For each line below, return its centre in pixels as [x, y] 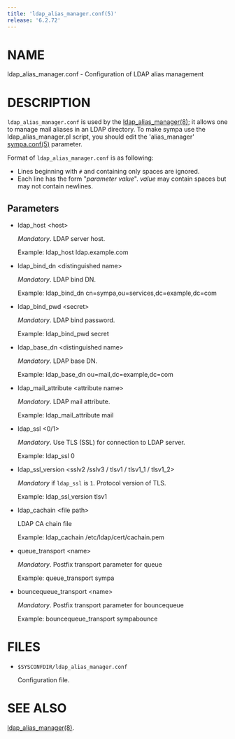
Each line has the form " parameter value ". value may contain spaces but [122, 179]
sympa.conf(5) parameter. [45, 144]
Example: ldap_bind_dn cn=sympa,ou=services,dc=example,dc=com [117, 293]
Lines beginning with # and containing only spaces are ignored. [108, 172]
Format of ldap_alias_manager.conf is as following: [80, 158]
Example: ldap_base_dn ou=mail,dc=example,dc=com [95, 375]
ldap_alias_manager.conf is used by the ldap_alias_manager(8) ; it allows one [117, 122]
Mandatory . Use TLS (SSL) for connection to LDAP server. [101, 443]
